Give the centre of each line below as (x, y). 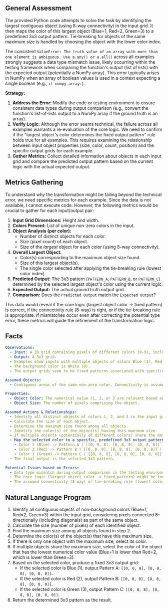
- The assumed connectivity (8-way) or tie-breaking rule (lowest (80, 482)
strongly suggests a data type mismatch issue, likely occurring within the (80, 62)
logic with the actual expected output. (51, 166)
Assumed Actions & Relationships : (41, 412)
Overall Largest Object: (37, 252)
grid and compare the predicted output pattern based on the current (83, 161)
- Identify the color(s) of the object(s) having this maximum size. (83, 431)
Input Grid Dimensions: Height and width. (56, 220)
